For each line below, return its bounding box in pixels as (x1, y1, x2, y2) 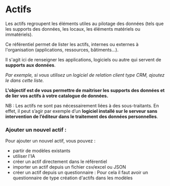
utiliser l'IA (12, 153, 35, 159)
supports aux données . (5, 62, 56, 68)
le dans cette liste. (5, 77, 44, 83)
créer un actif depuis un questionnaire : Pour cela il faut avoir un (12, 170, 148, 176)
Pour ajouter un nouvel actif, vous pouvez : (5, 138, 96, 144)
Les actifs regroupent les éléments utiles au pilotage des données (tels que (5, 20, 164, 27)
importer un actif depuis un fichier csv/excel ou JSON (12, 164, 126, 170)
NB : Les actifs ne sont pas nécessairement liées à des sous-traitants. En (5, 102, 159, 108)
